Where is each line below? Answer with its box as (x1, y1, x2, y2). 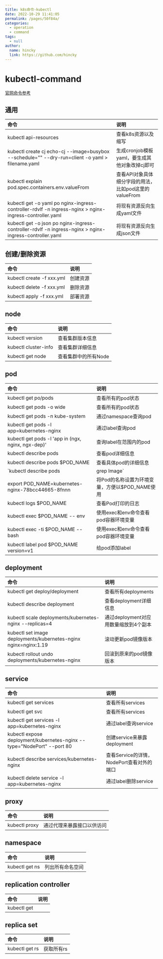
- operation (9, 25, 34, 30)
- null (9, 39, 23, 44)
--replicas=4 (21, 620, 52, 627)
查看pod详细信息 (96, 450, 135, 457)
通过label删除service (106, 778, 154, 785)
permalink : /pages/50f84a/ (5, 16, 60, 21)
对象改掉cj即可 (121, 162, 154, 168)
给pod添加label (96, 544, 131, 551)
